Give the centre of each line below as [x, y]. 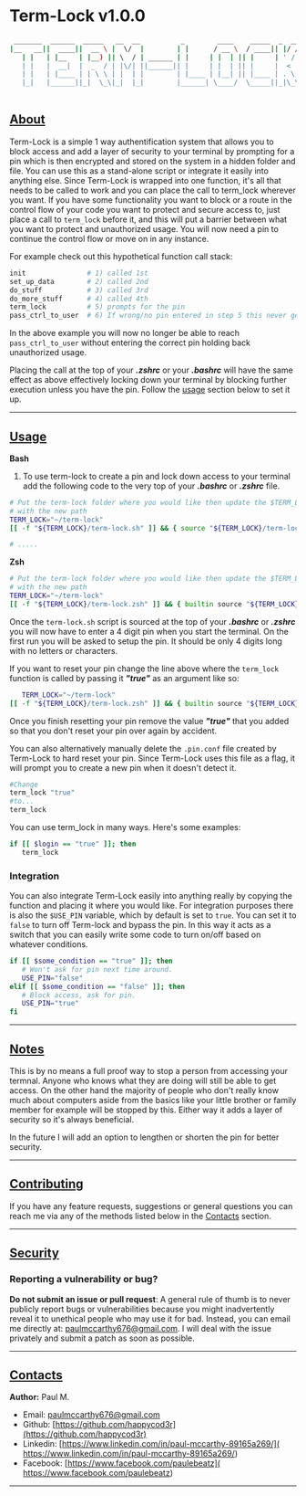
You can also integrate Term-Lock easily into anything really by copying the [151, 896]
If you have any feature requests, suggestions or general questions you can [151, 1206]
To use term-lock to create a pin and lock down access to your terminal [157, 476]
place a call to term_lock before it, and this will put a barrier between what [148, 219]
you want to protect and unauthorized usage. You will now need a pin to [144, 228]
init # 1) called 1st [79, 273]
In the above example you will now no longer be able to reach [124, 333]
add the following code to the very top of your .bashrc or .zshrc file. [151, 486]
